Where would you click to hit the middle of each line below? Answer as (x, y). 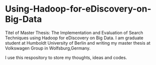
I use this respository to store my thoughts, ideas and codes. (66, 57)
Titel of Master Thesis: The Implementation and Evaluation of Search (74, 32)
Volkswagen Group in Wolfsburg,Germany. (48, 48)
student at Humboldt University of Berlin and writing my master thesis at (78, 43)
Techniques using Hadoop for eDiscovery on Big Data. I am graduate (74, 38)
